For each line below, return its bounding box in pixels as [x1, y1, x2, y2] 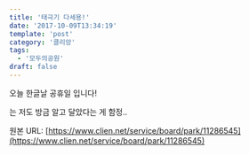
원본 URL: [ [9, 125, 49, 136]
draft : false [9, 63, 58, 72]
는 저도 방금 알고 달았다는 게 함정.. [9, 106, 128, 117]
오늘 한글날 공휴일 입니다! [9, 88, 98, 98]
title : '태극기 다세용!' [9, 12, 91, 22]
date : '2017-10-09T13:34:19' [9, 21, 117, 30]
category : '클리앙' [9, 37, 76, 47]
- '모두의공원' [17, 54, 64, 63]
